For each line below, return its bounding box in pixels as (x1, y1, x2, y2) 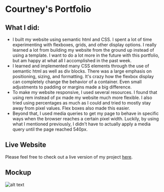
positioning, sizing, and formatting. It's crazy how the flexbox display (12, 74, 154, 79)
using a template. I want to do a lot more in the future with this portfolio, (12, 52, 160, 58)
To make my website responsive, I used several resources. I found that (12, 90, 158, 95)
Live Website (5, 141, 46, 149)
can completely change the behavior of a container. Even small (12, 79, 142, 85)
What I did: (5, 23, 40, 32)
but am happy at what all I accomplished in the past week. (12, 58, 132, 63)
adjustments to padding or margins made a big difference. (12, 84, 132, 90)
